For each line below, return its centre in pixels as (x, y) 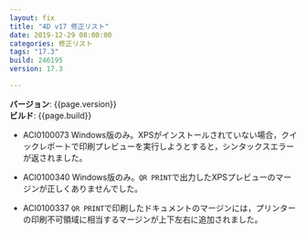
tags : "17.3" (34, 52)
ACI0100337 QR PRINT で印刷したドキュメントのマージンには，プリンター (159, 207)
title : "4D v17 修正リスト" (59, 26)
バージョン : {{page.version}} (63, 104)
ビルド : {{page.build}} (51, 115)
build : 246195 (37, 60)
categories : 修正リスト (51, 43)
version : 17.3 (37, 69)
